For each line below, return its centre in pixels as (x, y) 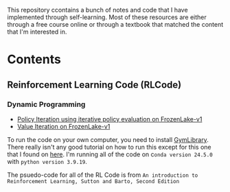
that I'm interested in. (37, 32)
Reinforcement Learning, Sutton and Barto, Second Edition (93, 181)
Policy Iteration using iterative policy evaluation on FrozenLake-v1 (110, 119)
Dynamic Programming (46, 104)
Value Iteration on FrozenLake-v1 (64, 126)
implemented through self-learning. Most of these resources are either (107, 17)
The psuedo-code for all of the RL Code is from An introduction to (103, 175)
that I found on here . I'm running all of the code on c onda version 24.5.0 (110, 154)
